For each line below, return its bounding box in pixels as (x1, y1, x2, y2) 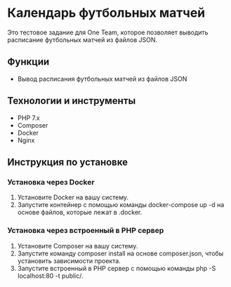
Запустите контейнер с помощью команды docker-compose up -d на (17, 201, 225, 209)
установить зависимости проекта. (17, 256, 121, 265)
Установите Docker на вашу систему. (17, 193, 128, 201)
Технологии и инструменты (7, 95, 136, 107)
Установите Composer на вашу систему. (17, 241, 138, 250)
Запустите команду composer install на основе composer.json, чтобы (17, 249, 224, 258)
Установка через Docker (7, 177, 95, 187)
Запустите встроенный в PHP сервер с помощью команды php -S (17, 264, 216, 272)
